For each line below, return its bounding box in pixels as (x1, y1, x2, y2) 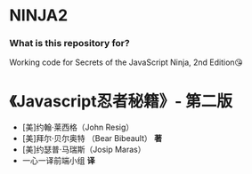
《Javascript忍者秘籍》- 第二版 (9, 91, 233, 111)
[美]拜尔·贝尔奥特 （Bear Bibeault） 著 (21, 133, 163, 144)
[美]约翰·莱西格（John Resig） (21, 122, 134, 133)
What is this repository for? (9, 37, 131, 50)
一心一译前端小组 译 (21, 155, 95, 166)
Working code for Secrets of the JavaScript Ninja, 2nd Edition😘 (9, 57, 243, 67)
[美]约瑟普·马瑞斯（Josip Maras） (21, 144, 146, 155)
